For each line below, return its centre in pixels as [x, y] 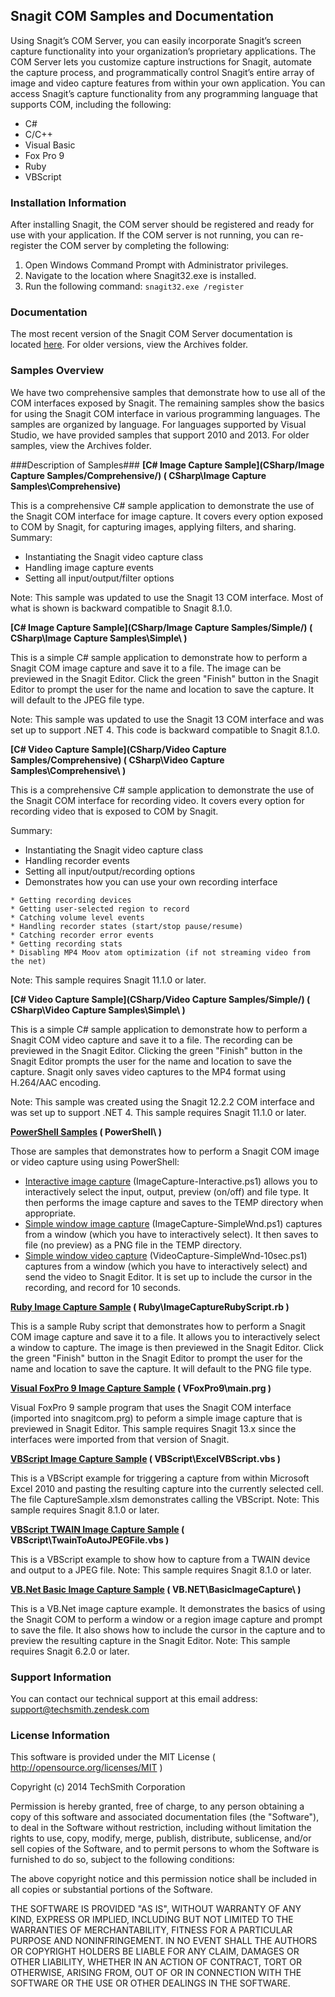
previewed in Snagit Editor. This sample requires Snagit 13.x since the [153, 1428]
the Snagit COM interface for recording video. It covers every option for [157, 800]
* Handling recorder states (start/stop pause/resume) [127, 926]
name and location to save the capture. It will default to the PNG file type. [161, 1368]
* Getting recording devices [71, 900]
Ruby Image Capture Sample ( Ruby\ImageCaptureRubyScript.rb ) [150, 1306]
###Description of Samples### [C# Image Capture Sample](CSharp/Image [167, 465]
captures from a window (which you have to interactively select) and [166, 1266]
